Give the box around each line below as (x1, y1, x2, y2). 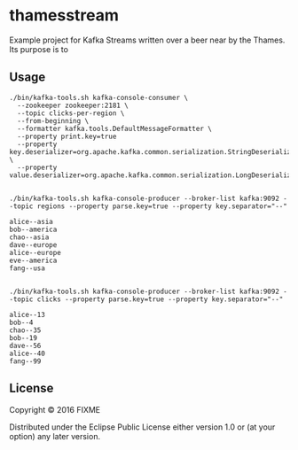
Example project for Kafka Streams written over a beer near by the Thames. (9, 35, 286, 45)
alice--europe (9, 248, 62, 257)
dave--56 (9, 341, 42, 350)
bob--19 (9, 333, 38, 342)
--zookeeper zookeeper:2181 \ (17, 101, 129, 110)
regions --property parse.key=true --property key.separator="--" (36, 201, 288, 211)
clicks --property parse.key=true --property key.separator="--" (36, 294, 284, 304)
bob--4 (9, 318, 34, 327)
